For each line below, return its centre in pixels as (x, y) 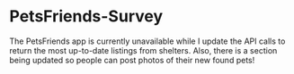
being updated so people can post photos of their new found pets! (132, 60)
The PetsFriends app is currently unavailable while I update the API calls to (147, 41)
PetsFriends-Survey (86, 16)
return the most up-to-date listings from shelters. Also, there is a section (143, 50)
